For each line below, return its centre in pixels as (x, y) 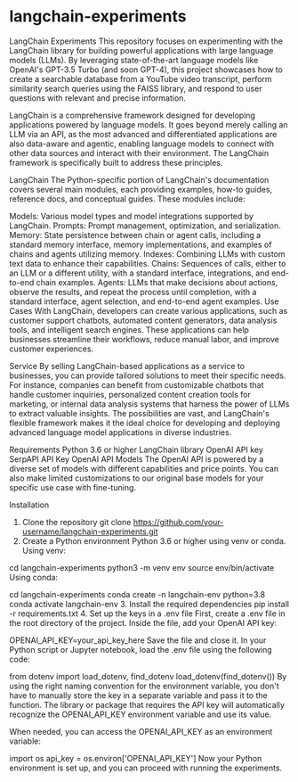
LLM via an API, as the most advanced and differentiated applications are (143, 134)
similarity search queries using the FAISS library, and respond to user (136, 88)
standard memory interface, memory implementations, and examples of (141, 244)
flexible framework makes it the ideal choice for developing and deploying (145, 423)
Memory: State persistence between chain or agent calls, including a (135, 235)
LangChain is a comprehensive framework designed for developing (133, 115)
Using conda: (34, 577)
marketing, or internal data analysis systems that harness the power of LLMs (149, 404)
